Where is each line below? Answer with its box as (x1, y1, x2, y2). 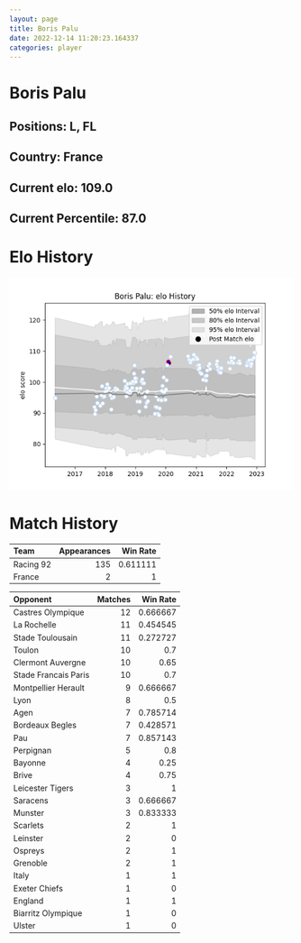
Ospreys (13, 845, 45, 856)
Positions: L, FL (9, 118, 97, 134)
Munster (13, 808, 45, 819)
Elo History (9, 247, 94, 268)
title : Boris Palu (9, 23, 78, 33)
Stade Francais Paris (13, 670, 90, 681)
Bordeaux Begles (13, 719, 77, 730)
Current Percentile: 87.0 (9, 211, 147, 225)
